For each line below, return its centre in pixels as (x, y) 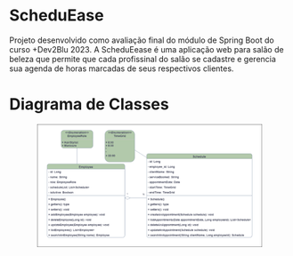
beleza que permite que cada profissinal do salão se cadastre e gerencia (142, 59)
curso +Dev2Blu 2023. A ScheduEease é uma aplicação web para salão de (146, 49)
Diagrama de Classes (89, 104)
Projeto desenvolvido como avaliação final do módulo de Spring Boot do (142, 40)
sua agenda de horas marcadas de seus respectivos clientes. (122, 68)
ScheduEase (57, 16)
